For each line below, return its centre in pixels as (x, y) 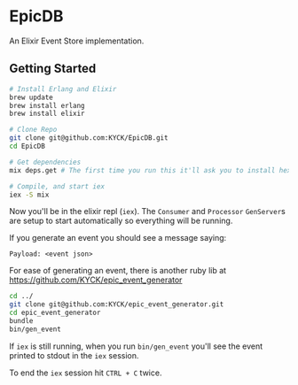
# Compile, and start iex (57, 186)
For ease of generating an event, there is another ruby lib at (118, 271)
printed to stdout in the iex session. (74, 355)
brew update (31, 97)
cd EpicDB (27, 146)
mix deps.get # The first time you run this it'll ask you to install (142, 170)
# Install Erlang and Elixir (63, 89)
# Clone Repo (33, 130)
